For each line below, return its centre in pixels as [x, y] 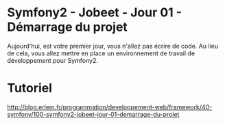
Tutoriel [30, 88]
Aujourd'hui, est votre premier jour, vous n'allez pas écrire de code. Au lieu [113, 46]
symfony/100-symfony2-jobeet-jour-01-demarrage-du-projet [93, 114]
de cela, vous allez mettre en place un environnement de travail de [101, 53]
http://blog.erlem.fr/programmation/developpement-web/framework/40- [110, 107]
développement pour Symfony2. [52, 60]
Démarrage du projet [68, 27]
